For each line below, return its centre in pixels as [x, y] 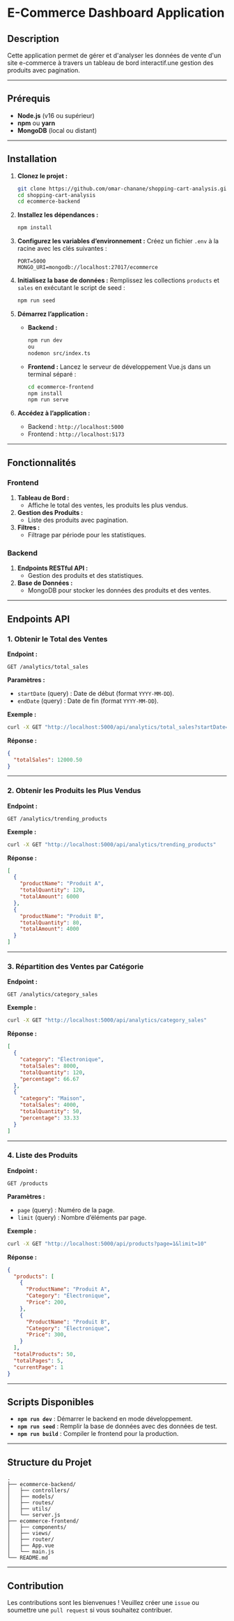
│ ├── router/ [31, 1540]
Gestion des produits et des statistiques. [86, 576]
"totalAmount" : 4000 [49, 929]
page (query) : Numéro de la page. [66, 1209]
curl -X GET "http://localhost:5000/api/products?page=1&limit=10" [107, 1244]
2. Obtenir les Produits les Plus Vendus [74, 791]
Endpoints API [39, 619]
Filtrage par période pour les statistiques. [87, 535]
